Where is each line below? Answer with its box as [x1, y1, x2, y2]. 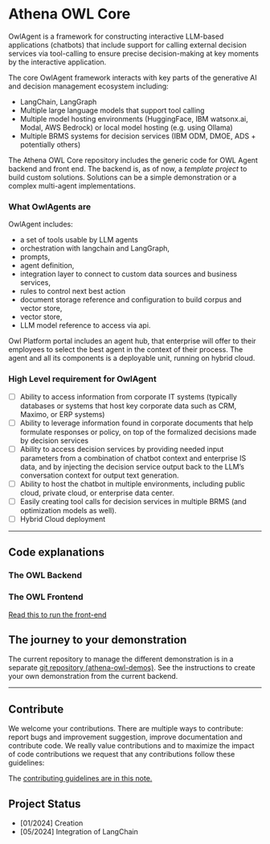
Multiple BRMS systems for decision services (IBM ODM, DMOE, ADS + [19, 130, 256, 141]
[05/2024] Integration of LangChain [19, 826, 138, 836]
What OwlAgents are [8, 201, 91, 212]
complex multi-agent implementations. [8, 180, 137, 190]
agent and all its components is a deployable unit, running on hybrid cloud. [8, 354, 256, 363]
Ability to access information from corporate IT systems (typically [19, 391, 237, 401]
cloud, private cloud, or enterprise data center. [19, 488, 174, 498]
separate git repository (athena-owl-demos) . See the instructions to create [8, 663, 256, 672]
